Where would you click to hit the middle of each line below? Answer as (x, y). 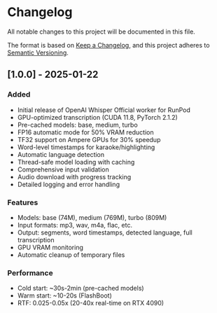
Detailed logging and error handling (69, 184)
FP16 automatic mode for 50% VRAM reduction (85, 132)
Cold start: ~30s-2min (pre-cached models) (81, 288)
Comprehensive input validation (63, 169)
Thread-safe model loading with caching (76, 162)
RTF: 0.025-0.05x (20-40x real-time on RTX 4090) (91, 303)
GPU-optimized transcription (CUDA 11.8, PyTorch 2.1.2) (98, 117)
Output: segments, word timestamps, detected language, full (105, 232)
